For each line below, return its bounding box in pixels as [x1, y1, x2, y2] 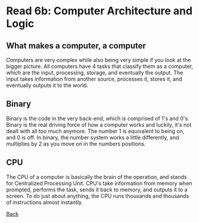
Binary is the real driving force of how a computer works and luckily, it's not [6, 121, 192, 128]
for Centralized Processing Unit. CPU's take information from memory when [6, 179, 192, 187]
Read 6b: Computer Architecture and [6, 4, 192, 18]
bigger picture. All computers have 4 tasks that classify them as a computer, [6, 63, 194, 70]
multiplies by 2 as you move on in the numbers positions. [6, 140, 146, 147]
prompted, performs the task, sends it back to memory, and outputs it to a [6, 186, 188, 193]
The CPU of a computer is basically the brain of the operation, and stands [6, 173, 187, 180]
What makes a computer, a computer [6, 41, 146, 51]
